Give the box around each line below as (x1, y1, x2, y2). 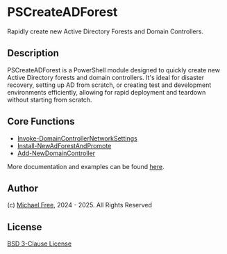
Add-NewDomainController (17, 149, 96, 157)
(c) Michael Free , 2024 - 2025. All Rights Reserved (7, 201, 153, 209)
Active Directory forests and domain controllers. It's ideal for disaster (7, 73, 205, 81)
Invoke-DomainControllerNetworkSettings (17, 134, 137, 143)
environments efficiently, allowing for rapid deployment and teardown (7, 88, 206, 96)
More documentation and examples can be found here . (7, 162, 165, 170)
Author (7, 182, 38, 194)
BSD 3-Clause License (7, 239, 72, 248)
